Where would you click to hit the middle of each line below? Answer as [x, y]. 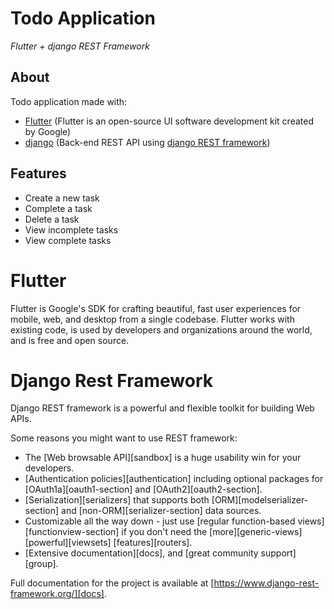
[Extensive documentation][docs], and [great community [141, 553]
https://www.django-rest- [266, 583]
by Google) [48, 131]
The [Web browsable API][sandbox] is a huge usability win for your [163, 458]
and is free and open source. [70, 340]
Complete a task [58, 208]
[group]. [41, 564]
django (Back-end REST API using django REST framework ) [147, 142]
